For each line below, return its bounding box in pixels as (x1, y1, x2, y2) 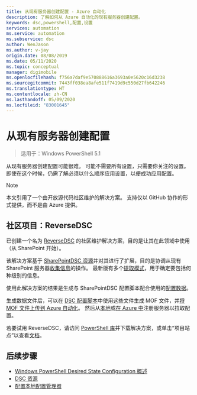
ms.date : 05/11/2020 (6, 58, 57, 64)
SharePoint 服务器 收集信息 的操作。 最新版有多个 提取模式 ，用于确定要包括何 (6, 264, 191, 272)
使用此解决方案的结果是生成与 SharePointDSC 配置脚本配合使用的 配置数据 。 (6, 284, 192, 292)
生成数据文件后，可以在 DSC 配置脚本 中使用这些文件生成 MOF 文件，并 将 (6, 297, 185, 305)
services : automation (6, 25, 60, 31)
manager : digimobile (6, 69, 57, 75)
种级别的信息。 (6, 272, 43, 279)
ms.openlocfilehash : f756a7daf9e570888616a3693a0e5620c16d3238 (6, 75, 166, 80)
